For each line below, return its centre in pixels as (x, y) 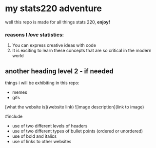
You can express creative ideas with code (54, 45)
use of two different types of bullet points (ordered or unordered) (77, 131)
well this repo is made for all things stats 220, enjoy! (58, 22)
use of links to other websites (42, 142)
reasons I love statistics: (35, 35)
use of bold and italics (34, 136)
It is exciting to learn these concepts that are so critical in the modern (82, 51)
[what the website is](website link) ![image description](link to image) (75, 107)
